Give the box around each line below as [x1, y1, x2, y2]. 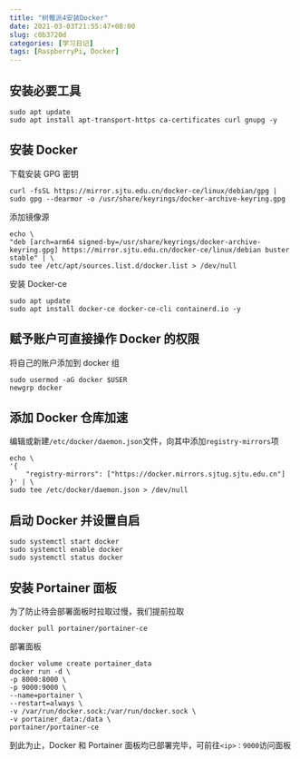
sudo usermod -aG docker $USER [9, 375, 128, 384]
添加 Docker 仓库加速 [9, 409, 129, 425]
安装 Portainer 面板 [9, 580, 118, 596]
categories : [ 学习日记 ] [9, 38, 93, 48]
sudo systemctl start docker [9, 537, 120, 547]
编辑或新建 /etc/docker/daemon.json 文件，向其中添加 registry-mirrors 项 [9, 436, 279, 447]
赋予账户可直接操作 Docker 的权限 [9, 331, 200, 347]
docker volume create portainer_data [9, 659, 152, 668]
